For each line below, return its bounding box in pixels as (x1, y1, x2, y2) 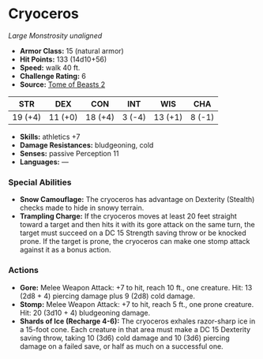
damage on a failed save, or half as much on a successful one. (19, 341, 224, 351)
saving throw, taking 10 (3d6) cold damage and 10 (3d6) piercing (19, 333, 231, 342)
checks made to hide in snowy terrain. (19, 203, 145, 213)
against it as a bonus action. (19, 245, 111, 255)
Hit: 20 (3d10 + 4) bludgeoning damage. (19, 308, 151, 317)
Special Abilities (8, 177, 72, 188)
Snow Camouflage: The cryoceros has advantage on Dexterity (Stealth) (19, 195, 255, 204)
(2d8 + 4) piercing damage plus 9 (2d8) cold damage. (19, 291, 196, 301)
